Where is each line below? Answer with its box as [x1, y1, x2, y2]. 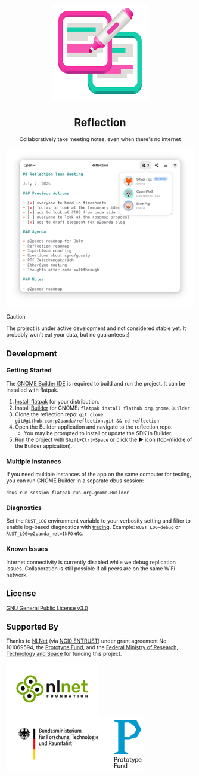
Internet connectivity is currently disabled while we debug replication [6, 558, 176, 566]
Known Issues [6, 545, 48, 553]
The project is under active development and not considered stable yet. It [6, 325, 186, 332]
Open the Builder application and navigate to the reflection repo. [14, 423, 173, 430]
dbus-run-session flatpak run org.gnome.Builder [6, 490, 129, 496]
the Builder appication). [14, 442, 73, 450]
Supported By [6, 621, 58, 632]
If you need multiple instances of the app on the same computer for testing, [6, 471, 192, 478]
